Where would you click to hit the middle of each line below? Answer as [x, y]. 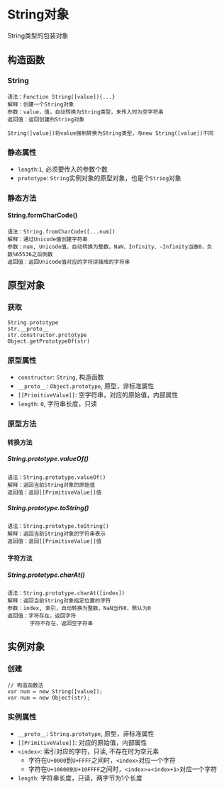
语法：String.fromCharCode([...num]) [61, 232]
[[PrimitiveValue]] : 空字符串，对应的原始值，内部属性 [98, 395]
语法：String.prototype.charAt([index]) [66, 593]
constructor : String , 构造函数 [61, 377]
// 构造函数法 [26, 685]
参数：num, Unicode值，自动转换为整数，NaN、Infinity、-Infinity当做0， [107, 247]
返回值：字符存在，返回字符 [42, 616]
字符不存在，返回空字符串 [61, 624]
